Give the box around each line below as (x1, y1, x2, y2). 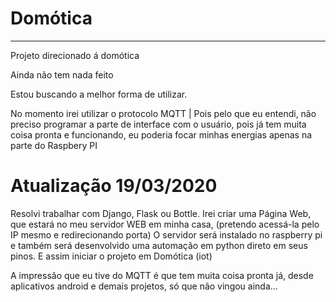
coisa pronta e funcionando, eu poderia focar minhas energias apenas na (10, 128, 313, 141)
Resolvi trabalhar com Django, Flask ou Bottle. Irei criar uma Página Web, (10, 207, 312, 219)
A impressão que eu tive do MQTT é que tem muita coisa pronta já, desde (10, 269, 314, 281)
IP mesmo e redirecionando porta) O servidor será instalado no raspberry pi (10, 228, 323, 241)
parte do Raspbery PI (10, 139, 98, 151)
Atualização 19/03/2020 (10, 175, 218, 197)
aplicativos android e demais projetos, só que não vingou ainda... (10, 280, 278, 292)
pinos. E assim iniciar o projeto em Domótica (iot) (10, 250, 213, 262)
